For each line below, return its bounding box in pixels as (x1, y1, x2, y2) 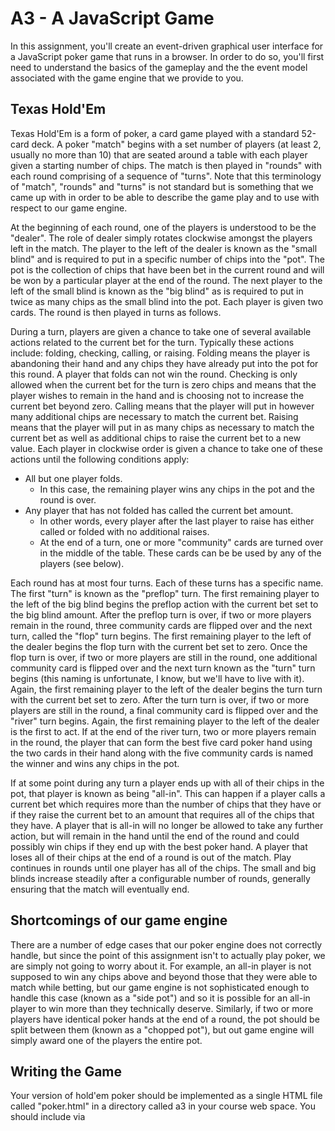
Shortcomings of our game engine (10, 912, 228, 929)
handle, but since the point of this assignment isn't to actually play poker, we (10, 949, 326, 961)
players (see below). (39, 557, 125, 569)
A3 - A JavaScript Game (10, 7, 215, 30)
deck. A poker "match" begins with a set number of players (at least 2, (31, 138, 322, 150)
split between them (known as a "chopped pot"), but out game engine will (10, 1023, 315, 1036)
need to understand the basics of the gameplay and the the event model (10, 61, 308, 73)
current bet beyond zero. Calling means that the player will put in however (10, 400, 315, 412)
